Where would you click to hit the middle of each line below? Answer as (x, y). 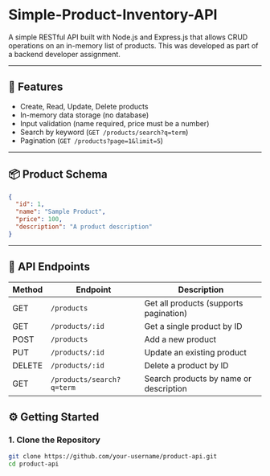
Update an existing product (196, 352)
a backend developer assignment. (64, 54)
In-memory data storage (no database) (84, 115)
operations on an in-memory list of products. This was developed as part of (133, 45)
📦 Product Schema (58, 174)
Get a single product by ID (193, 326)
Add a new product (180, 339)
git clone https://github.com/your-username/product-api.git (113, 457)
